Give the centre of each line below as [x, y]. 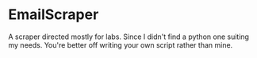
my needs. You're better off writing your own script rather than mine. [121, 44]
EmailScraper [54, 15]
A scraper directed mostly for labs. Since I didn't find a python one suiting [129, 37]
